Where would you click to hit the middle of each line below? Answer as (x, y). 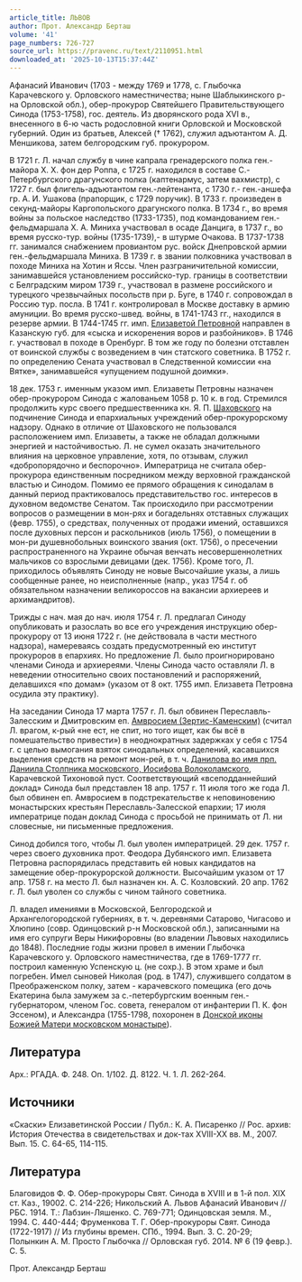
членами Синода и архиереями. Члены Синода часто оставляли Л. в (142, 665)
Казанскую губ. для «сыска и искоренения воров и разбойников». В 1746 (151, 333)
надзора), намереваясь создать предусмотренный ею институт (133, 646)
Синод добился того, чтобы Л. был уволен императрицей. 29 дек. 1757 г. (150, 844)
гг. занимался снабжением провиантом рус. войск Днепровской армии (148, 246)
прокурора (31, 475)
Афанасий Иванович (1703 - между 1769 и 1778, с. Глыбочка (125, 85)
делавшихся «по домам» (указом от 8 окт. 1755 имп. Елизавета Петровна (151, 684)
